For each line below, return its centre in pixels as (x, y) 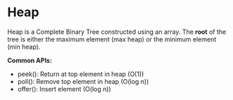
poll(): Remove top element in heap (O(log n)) (83, 81)
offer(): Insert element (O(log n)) (64, 89)
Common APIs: (30, 60)
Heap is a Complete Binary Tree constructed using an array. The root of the (117, 32)
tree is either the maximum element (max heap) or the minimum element (112, 39)
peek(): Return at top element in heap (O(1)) (81, 74)
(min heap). (24, 46)
